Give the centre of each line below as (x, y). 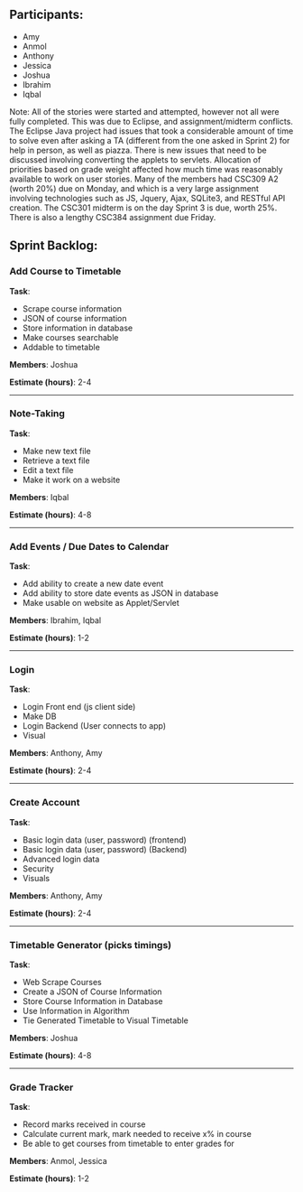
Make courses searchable (70, 337)
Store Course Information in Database (92, 1001)
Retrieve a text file (56, 461)
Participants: (46, 15)
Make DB (39, 716)
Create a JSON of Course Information (92, 992)
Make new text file (57, 451)
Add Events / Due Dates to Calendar (89, 546)
